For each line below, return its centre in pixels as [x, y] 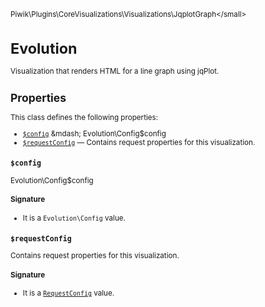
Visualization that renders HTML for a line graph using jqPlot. [115, 71]
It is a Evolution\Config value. [74, 218]
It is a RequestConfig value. [68, 293]
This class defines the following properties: [84, 118]
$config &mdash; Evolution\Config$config [94, 133]
